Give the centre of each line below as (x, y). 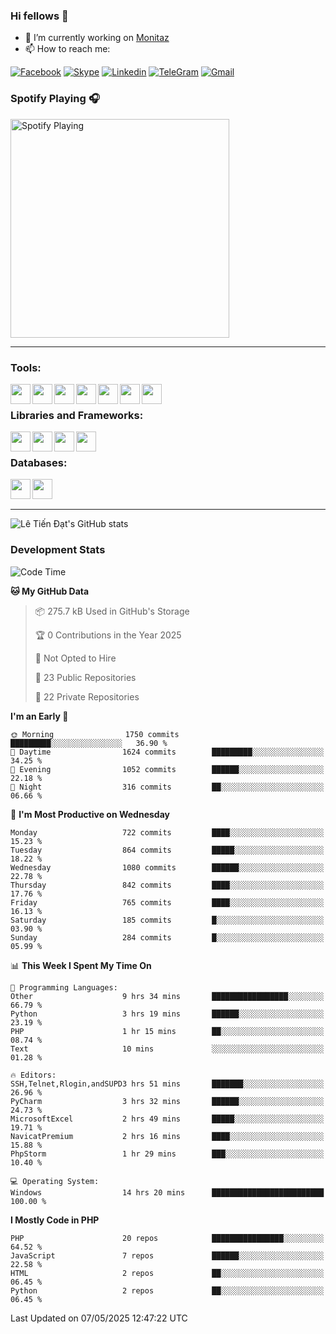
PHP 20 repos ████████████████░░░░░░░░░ (167, 1238)
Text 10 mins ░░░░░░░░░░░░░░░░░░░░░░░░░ (167, 1049)
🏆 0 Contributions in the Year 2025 (108, 635)
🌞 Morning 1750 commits (95, 734)
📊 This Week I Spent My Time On (81, 965)
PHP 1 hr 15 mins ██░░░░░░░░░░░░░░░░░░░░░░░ (167, 1031)
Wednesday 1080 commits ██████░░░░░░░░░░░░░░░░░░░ (167, 867)
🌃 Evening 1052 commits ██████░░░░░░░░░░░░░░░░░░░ (167, 769)
